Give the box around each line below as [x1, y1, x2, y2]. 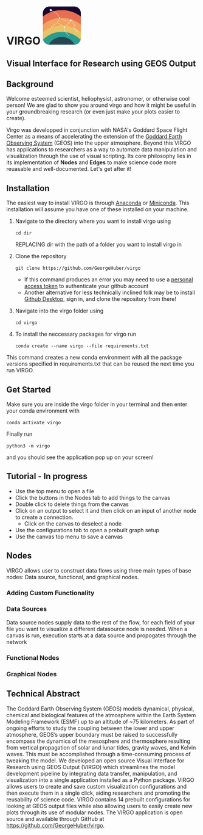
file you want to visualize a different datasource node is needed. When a [6, 625, 188, 632]
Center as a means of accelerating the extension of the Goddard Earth [6, 133, 182, 140]
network [6, 638, 27, 645]
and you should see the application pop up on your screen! [6, 454, 154, 461]
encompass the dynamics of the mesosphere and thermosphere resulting [6, 737, 190, 745]
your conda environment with [6, 407, 80, 414]
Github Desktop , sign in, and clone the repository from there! [24, 295, 176, 303]
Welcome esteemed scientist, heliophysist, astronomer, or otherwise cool [6, 95, 190, 103]
